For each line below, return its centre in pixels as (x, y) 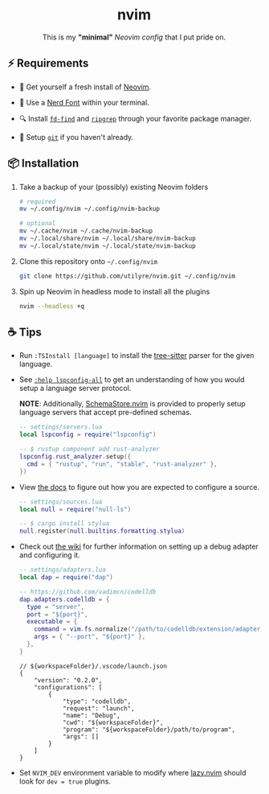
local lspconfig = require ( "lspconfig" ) (88, 435)
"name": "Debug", (92, 715)
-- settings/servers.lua (61, 427)
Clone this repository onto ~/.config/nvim (88, 261)
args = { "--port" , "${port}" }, (90, 637)
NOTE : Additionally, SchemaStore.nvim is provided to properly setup (132, 404)
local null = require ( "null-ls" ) (75, 509)
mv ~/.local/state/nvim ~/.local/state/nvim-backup (107, 246)
